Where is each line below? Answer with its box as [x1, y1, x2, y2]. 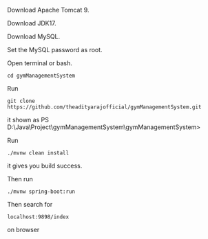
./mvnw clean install [7, 150, 70, 157]
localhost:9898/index [7, 214, 70, 220]
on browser [7, 226, 40, 234]
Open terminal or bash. [7, 59, 72, 67]
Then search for [7, 201, 53, 208]
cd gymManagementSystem [7, 72, 76, 79]
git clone [7, 98, 36, 104]
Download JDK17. [7, 19, 56, 27]
